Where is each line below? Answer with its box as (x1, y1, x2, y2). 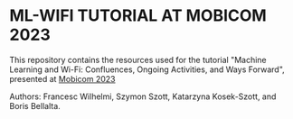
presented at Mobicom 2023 (9, 73, 116, 84)
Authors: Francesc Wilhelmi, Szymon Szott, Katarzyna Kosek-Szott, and (9, 91, 277, 102)
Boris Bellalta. (9, 100, 61, 111)
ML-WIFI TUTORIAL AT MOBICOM (9, 5, 267, 26)
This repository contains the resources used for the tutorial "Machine (9, 54, 267, 65)
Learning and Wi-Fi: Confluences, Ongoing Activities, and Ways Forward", (9, 64, 285, 75)
